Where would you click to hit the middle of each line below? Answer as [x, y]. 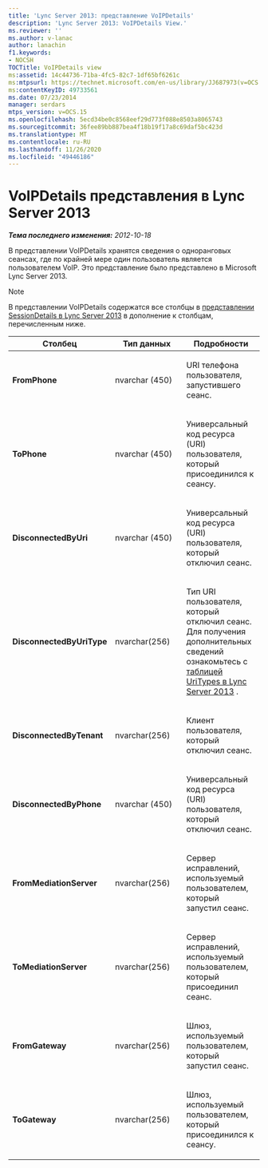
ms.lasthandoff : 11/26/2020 [55, 149]
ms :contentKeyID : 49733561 [53, 90]
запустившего [213, 386]
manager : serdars [37, 105]
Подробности [221, 344]
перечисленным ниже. [47, 324]
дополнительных [219, 642]
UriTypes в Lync [217, 682]
